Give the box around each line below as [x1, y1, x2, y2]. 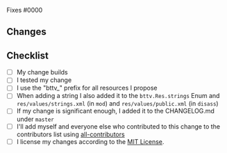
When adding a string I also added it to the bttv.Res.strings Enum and [16, 92, 220, 100]
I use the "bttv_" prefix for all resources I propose [16, 83, 158, 92]
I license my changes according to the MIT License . [16, 137, 165, 145]
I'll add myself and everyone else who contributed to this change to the [16, 122, 220, 131]
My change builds [16, 68, 68, 76]
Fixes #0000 [6, 6, 43, 14]
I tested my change [16, 76, 72, 84]
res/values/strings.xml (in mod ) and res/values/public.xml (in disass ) [16, 99, 219, 108]
